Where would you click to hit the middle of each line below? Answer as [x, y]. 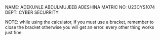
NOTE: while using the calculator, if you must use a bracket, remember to [80, 22]
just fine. [14, 32]
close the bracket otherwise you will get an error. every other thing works [80, 27]
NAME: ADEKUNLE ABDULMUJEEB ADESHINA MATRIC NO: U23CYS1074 [80, 7]
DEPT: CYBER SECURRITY [32, 12]
